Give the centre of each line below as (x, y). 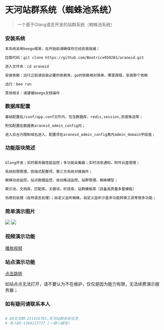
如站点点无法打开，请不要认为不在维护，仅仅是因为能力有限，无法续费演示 (80, 284)
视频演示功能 (20, 237)
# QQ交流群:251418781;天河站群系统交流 (42, 319)
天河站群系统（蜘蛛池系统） (61, 10)
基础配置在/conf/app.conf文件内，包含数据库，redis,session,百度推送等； (74, 117)
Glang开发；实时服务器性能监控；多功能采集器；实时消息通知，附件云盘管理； (73, 163)
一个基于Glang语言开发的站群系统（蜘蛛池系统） (66, 24)
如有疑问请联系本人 (28, 304)
